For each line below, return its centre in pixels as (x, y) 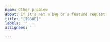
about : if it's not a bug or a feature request (55, 14)
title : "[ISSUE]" (23, 19)
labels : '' (16, 23)
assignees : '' (20, 28)
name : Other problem (27, 10)
